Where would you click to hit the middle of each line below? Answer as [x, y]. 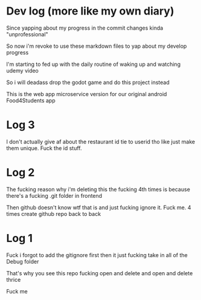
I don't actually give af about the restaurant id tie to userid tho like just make [101, 142]
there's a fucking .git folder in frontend [54, 195]
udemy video [23, 70]
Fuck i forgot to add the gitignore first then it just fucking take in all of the [97, 255]
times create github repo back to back [54, 214]
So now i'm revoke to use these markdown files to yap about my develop [97, 46]
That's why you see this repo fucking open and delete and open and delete [100, 273]
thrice [14, 279]
